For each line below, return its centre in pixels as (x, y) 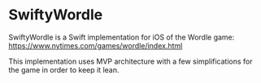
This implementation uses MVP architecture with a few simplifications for (130, 61)
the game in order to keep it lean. (64, 69)
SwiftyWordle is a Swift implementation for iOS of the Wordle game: (122, 37)
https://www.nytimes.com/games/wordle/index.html (96, 45)
